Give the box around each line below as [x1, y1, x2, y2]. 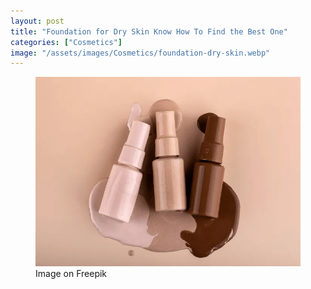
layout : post [10, 16, 65, 26]
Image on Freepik [35, 268, 108, 280]
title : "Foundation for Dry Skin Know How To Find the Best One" [10, 26, 288, 37]
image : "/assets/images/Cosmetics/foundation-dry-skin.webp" [10, 48, 271, 58]
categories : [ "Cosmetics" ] [10, 37, 123, 47]
